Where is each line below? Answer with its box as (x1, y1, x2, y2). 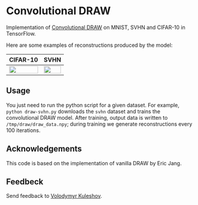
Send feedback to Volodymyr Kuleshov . (6, 193, 102, 200)
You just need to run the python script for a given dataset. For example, (6, 101, 180, 108)
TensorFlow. (6, 30, 36, 37)
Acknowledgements (6, 144, 82, 154)
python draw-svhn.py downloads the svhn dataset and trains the (6, 108, 161, 115)
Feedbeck (6, 177, 44, 187)
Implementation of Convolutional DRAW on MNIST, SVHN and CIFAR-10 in (6, 24, 186, 31)
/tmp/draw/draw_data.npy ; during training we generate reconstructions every (6, 120, 193, 127)
